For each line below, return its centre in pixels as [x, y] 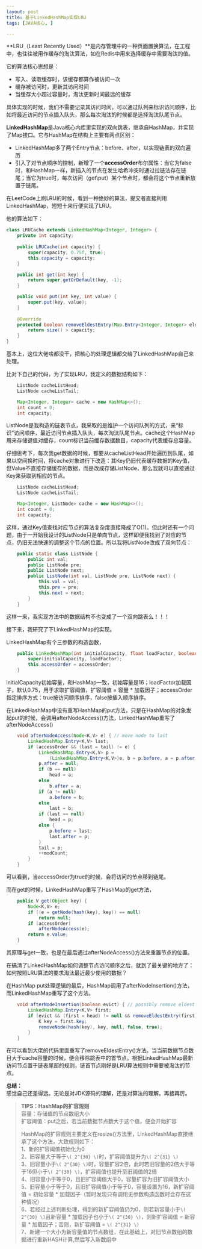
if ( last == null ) [61, 814]
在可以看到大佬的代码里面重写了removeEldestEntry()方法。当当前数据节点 [97, 1050]
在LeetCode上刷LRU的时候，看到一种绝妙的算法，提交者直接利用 [87, 198]
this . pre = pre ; [59, 587]
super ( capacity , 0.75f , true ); [67, 252]
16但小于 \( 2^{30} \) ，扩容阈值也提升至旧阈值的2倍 [92, 1172]
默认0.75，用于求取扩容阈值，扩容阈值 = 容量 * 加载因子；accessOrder [104, 690]
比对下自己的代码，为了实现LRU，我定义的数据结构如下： [77, 374]
